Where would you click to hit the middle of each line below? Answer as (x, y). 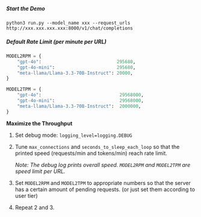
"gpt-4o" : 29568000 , (81, 95)
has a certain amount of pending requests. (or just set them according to (105, 189)
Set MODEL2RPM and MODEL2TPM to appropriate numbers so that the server (103, 183)
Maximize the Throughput (39, 123)
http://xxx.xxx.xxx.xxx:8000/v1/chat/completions (70, 28)
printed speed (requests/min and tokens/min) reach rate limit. (91, 153)
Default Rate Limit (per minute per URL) (56, 42)
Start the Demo (26, 8)
